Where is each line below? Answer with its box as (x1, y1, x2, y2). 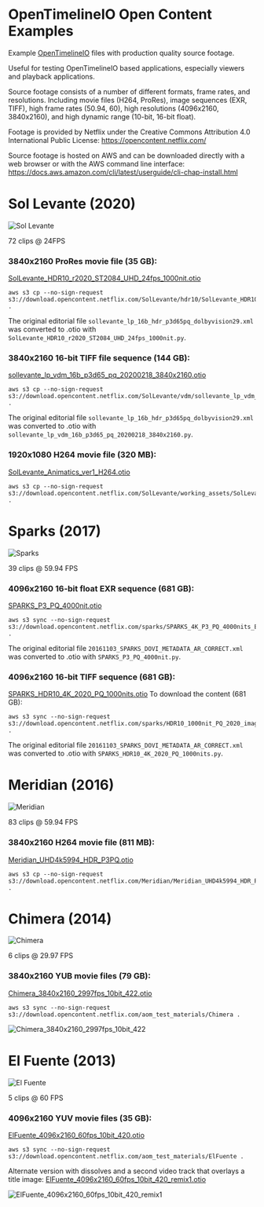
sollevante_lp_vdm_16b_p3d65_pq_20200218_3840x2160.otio (8, 371, 207, 380)
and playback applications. (8, 71, 96, 81)
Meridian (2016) (8, 776, 115, 794)
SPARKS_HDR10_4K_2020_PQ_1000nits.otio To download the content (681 (8, 689, 247, 699)
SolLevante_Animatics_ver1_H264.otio (8, 467, 131, 477)
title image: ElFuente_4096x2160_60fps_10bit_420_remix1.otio (8, 1175, 207, 1183)
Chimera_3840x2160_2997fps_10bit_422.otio (8, 988, 152, 998)
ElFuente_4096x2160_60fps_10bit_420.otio (8, 1131, 145, 1139)
